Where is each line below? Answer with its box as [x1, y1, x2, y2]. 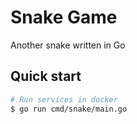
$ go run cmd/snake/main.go [10, 104, 128, 114]
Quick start [10, 68, 82, 85]
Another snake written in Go [10, 39, 126, 51]
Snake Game [10, 6, 118, 29]
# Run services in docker [10, 94, 118, 105]
